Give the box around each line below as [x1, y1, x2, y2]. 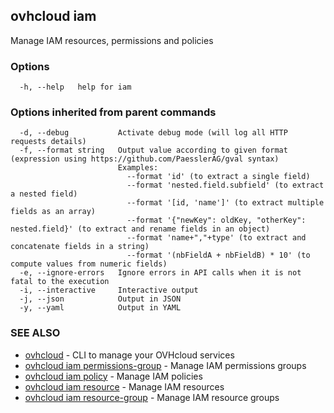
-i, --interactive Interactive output [19, 285, 199, 296]
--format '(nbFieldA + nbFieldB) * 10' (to [126, 250, 311, 261]
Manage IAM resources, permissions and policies [10, 34, 214, 46]
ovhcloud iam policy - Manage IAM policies [24, 370, 203, 382]
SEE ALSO [10, 326, 61, 340]
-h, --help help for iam [19, 82, 132, 93]
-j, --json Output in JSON [19, 294, 182, 304]
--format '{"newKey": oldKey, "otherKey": [126, 215, 307, 226]
